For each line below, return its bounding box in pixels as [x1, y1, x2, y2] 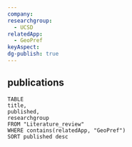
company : [7, 10, 34, 18]
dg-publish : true [7, 51, 59, 58]
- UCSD [14, 24, 34, 31]
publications [7, 76, 64, 89]
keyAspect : [7, 44, 40, 51]
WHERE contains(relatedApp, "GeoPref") [7, 126, 126, 134]
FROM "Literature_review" [7, 121, 84, 128]
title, [7, 101, 27, 109]
